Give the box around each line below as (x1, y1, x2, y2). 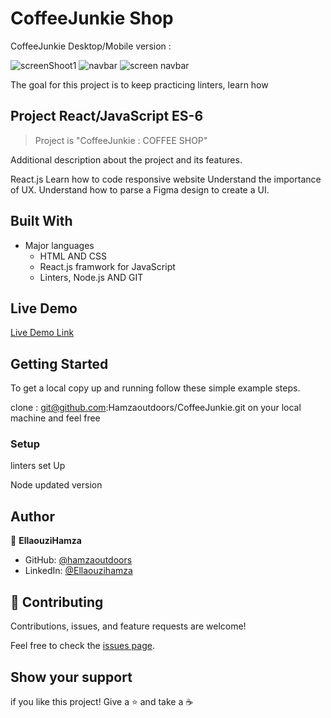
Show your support (10, 668, 133, 686)
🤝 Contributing (10, 593, 104, 611)
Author (10, 508, 55, 525)
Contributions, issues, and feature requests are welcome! (10, 620, 247, 632)
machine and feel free (10, 412, 101, 424)
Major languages (24, 239, 95, 251)
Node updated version (10, 479, 103, 491)
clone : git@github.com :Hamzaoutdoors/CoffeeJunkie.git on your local (10, 402, 302, 414)
